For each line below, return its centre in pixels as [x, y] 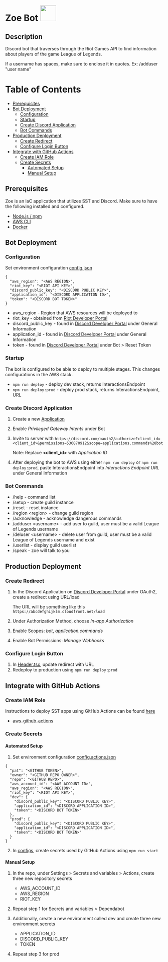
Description [24, 37]
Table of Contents [43, 89]
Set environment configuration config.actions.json [64, 757]
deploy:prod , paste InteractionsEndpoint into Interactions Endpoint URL [86, 468]
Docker [20, 227]
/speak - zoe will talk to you [41, 551]
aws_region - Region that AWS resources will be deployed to [75, 313]
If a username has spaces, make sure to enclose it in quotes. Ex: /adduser [81, 64]
